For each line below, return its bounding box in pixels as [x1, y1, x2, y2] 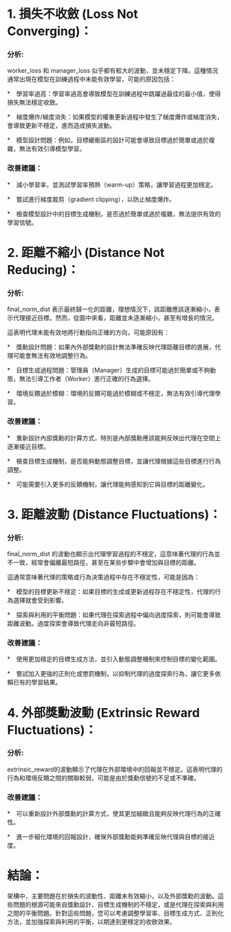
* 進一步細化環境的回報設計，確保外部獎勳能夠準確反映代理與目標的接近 [7, 832, 215, 841]
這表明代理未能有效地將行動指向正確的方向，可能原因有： [7, 328, 170, 337]
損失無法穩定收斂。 [7, 98, 62, 106]
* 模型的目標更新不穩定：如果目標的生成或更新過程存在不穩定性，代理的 [7, 588, 215, 596]
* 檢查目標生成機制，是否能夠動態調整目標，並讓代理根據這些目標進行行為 [7, 457, 221, 465]
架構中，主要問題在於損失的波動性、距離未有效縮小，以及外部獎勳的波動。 [7, 892, 218, 900]
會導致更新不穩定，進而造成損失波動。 [7, 122, 115, 130]
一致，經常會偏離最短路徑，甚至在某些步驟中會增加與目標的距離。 [12, 558, 200, 567]
